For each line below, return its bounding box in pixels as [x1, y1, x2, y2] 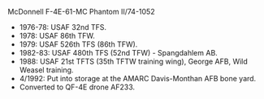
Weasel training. [19, 65, 74, 75]
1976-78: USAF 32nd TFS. [19, 23, 107, 31]
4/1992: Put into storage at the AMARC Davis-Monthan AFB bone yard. [19, 74, 257, 83]
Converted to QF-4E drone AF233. [19, 82, 136, 92]
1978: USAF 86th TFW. [19, 31, 95, 40]
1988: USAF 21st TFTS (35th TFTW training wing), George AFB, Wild [19, 56, 249, 66]
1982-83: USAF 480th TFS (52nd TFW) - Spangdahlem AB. [19, 48, 219, 57]
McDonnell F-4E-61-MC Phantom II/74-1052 [7, 7, 155, 16]
